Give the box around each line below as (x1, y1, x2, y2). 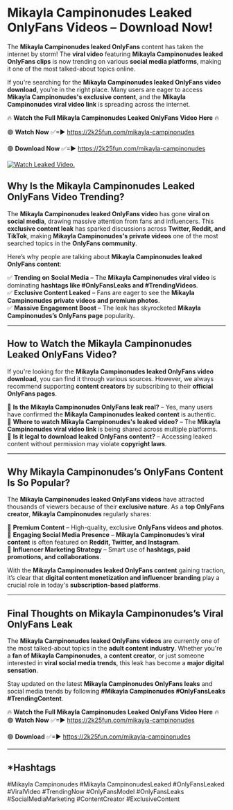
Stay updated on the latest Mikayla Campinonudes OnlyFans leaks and (7, 680, 213, 688)
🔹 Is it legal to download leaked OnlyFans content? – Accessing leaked (7, 432, 213, 441)
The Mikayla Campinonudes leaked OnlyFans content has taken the (7, 42, 204, 51)
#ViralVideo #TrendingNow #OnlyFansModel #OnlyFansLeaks (7, 788, 184, 795)
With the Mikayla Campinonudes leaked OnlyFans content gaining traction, (7, 566, 225, 574)
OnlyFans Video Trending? (7, 191, 125, 203)
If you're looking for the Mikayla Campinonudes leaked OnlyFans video (7, 367, 214, 376)
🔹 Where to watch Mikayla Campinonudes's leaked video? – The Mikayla (7, 417, 221, 425)
